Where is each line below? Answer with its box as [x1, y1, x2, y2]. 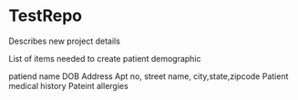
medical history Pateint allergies [8, 80, 128, 91]
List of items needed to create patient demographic [8, 53, 201, 64]
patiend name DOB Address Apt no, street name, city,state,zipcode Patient [8, 70, 289, 82]
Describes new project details [8, 35, 120, 46]
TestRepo [8, 5, 83, 26]
